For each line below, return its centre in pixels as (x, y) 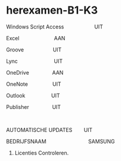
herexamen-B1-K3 (52, 10)
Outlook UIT (33, 95)
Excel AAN (36, 38)
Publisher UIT (33, 107)
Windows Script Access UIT (55, 27)
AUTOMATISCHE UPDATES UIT (49, 130)
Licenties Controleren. (42, 153)
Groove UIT (34, 49)
